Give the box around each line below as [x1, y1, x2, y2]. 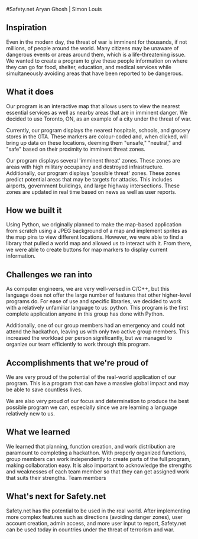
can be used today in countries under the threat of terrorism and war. [6, 526, 175, 533]
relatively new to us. [6, 410, 55, 417]
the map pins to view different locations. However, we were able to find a [6, 233, 184, 241]
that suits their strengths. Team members [6, 474, 106, 481]
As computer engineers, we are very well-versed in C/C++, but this [6, 285, 170, 293]
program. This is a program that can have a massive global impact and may [6, 380, 189, 387]
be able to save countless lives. [6, 386, 83, 393]
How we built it [6, 206, 62, 216]
